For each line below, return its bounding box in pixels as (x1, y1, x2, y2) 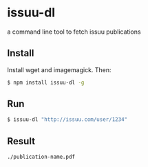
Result (7, 135, 36, 147)
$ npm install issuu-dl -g (7, 79, 85, 86)
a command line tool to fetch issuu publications (7, 27, 141, 36)
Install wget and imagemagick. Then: (7, 65, 112, 74)
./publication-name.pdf (7, 153, 76, 161)
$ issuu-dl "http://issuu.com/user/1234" (7, 116, 128, 123)
